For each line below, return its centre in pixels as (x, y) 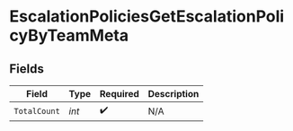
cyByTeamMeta (69, 35)
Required (119, 94)
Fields (27, 69)
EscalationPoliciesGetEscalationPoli (147, 17)
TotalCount (37, 111)
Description (173, 94)
